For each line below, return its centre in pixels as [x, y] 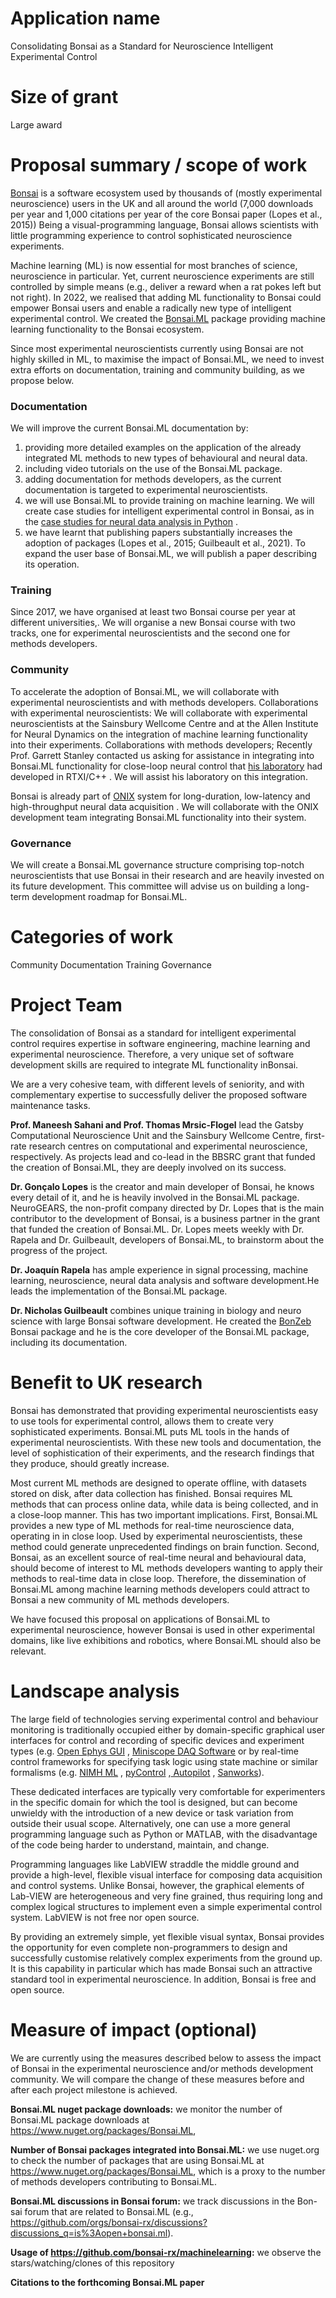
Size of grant [64, 97]
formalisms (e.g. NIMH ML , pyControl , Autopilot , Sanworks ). [137, 1772]
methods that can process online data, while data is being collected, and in [164, 1504]
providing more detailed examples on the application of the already [163, 448]
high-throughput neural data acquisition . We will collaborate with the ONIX [164, 806]
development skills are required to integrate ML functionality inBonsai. [154, 1064]
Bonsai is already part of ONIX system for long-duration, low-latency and [160, 796]
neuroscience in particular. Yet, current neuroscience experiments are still [162, 276]
